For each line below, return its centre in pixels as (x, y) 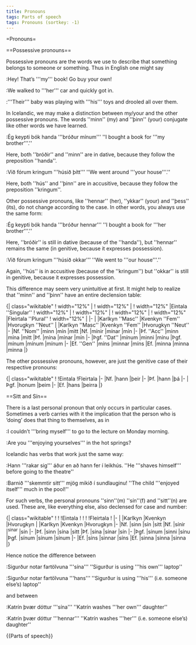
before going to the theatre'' (40, 472)
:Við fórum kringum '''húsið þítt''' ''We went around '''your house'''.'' (88, 172)
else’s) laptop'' (24, 584)
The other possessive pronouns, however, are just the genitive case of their (97, 361)
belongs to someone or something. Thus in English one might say (85, 68)
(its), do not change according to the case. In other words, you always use (96, 207)
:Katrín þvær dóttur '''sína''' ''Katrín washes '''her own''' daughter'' (87, 607)
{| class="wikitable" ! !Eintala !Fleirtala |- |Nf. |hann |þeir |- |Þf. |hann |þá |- (96, 379)
